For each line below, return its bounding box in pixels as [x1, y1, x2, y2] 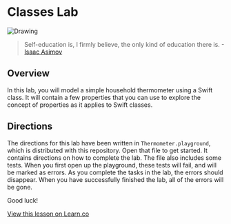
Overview [7, 68, 50, 79]
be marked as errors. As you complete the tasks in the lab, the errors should [7, 168, 223, 176]
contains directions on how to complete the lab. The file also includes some [7, 153, 222, 162]
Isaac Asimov [23, 48, 63, 56]
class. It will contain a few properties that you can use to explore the [7, 93, 201, 101]
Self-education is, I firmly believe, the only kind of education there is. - [23, 40, 225, 48]
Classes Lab [7, 4, 79, 20]
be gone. [7, 183, 33, 191]
